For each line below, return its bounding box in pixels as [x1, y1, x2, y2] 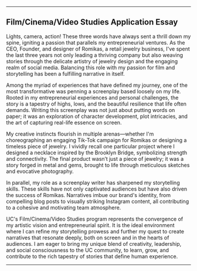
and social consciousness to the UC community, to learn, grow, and [6, 246, 169, 253]
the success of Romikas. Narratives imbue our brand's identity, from [6, 191, 171, 198]
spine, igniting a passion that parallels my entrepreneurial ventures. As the [6, 39, 185, 46]
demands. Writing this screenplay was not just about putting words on [6, 106, 175, 113]
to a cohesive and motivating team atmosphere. [6, 204, 121, 211]
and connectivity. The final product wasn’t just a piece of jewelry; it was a [6, 155, 184, 162]
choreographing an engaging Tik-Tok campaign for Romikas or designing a [6, 136, 187, 144]
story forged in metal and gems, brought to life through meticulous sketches [6, 161, 190, 168]
